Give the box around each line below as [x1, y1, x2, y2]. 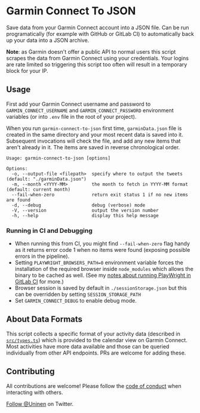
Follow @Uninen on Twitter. [6, 400, 73, 407]
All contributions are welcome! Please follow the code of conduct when [6, 382, 181, 389]
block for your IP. [6, 67, 49, 74]
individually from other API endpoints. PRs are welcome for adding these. [6, 349, 186, 356]
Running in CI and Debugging [6, 226, 93, 235]
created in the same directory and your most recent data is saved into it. [6, 131, 183, 138]
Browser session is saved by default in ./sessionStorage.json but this [14, 285, 187, 292]
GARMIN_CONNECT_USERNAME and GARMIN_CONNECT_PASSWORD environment [6, 106, 174, 114]
